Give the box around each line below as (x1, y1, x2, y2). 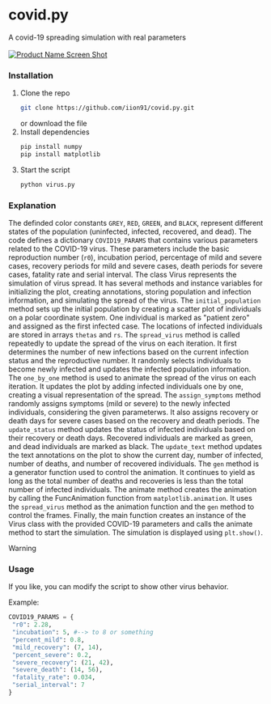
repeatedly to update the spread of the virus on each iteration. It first (8, 338, 237, 349)
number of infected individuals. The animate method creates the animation (8, 485, 257, 494)
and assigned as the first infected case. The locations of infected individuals (8, 321, 263, 331)
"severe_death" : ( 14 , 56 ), (11, 666, 104, 674)
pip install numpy (19, 143, 83, 151)
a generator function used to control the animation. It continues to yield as (8, 468, 256, 477)
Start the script (19, 164, 70, 175)
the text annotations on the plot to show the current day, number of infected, (8, 451, 264, 460)
